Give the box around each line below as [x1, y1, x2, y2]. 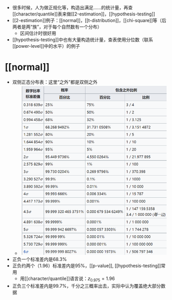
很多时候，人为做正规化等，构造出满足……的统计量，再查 [12, 5, 133, 10]
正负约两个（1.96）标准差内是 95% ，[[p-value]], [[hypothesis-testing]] [12, 262, 161, 269]
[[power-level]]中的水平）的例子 [12, 43, 80, 49]
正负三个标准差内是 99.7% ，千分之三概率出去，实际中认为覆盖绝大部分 [12, 283, 161, 289]
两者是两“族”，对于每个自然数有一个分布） [12, 24, 102, 30]
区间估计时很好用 [20, 30, 56, 36]
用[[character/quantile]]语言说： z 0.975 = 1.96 [20, 275, 115, 283]
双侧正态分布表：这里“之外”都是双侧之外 [12, 79, 98, 85]
